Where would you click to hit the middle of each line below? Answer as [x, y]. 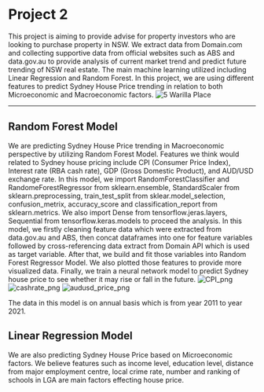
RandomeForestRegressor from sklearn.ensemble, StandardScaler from [124, 187]
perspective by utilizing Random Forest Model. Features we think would [124, 154]
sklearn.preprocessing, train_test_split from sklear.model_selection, [117, 196]
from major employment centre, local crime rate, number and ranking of [124, 372]
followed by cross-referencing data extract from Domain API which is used [129, 246]
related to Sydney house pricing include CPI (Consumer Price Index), [119, 162]
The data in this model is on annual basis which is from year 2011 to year [125, 302]
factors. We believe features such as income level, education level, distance [131, 363]
